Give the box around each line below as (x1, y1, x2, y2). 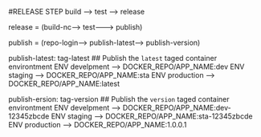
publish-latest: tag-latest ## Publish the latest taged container (8, 54, 218, 62)
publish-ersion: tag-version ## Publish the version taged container (8, 95, 230, 103)
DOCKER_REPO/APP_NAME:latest (8, 79, 120, 88)
